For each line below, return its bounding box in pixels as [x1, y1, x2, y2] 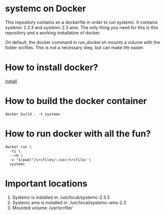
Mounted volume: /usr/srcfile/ [12, 205, 73, 211]
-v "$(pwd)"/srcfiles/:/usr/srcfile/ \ [9, 157, 92, 162]
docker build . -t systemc [5, 111, 61, 116]
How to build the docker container [5, 96, 147, 107]
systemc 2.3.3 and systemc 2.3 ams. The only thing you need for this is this [5, 24, 159, 30]
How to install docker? [5, 62, 99, 73]
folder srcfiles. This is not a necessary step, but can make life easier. [5, 44, 144, 50]
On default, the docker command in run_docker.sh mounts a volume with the [5, 39, 160, 45]
